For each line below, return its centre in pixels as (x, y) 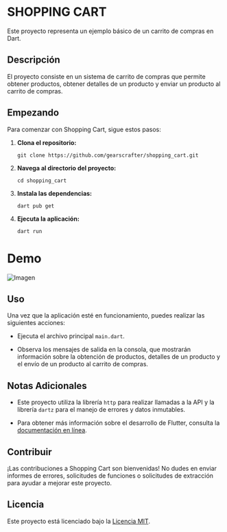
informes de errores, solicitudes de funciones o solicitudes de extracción (110, 476)
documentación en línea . (52, 430)
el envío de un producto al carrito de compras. (83, 364)
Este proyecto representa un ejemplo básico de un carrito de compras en (110, 31)
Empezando (33, 113)
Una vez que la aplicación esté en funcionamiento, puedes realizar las (106, 315)
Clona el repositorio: (47, 142)
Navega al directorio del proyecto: (67, 168)
